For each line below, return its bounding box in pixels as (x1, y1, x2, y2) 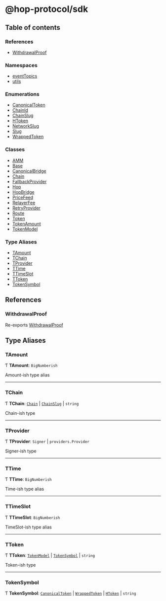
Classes (5, 146, 25, 153)
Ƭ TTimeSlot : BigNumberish (5, 514, 60, 520)
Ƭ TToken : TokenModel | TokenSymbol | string (5, 552, 95, 558)
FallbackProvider (12, 178, 47, 184)
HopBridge (12, 189, 35, 195)
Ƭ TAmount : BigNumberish (5, 363, 58, 369)
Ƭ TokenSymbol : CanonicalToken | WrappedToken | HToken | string (5, 590, 136, 597)
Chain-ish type (5, 410, 36, 416)
